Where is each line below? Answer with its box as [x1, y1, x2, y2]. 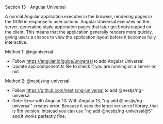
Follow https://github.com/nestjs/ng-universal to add [12, 88, 118, 93]
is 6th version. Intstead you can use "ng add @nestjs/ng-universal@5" [12, 108, 153, 114]
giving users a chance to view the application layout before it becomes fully [5, 34, 156, 40]
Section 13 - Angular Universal [5, 4, 66, 10]
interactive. [5, 39, 28, 45]
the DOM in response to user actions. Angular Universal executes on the [5, 19, 149, 24]
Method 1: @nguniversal [5, 49, 53, 54]
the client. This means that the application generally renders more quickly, [5, 29, 153, 35]
